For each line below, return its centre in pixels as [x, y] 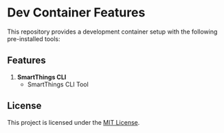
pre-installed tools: [34, 38]
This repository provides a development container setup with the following [112, 32]
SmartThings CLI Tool [58, 84]
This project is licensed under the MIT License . [74, 122]
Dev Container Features [76, 13]
